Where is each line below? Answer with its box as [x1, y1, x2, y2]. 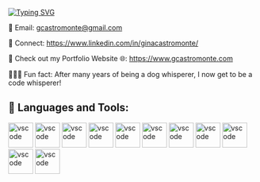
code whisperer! [8, 78, 62, 87]
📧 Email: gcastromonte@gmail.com [8, 23, 123, 32]
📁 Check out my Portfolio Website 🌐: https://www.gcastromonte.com [8, 54, 234, 63]
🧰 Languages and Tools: [8, 101, 129, 114]
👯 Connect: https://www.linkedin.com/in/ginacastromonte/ [8, 38, 199, 48]
